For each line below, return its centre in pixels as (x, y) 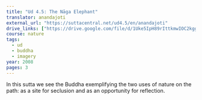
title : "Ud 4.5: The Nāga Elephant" (52, 12)
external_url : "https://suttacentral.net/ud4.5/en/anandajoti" (87, 23)
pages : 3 (17, 67)
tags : (13, 40)
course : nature (25, 34)
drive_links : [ (25, 28)
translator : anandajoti (36, 17)
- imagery (24, 56)
